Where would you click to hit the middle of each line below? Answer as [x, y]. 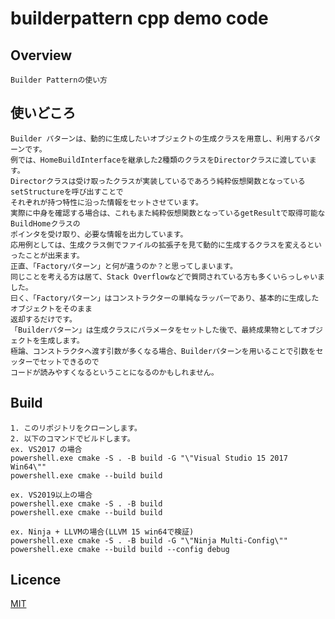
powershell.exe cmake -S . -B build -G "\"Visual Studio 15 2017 [149, 458]
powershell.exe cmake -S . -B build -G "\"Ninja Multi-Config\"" [149, 540]
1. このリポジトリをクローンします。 [76, 428]
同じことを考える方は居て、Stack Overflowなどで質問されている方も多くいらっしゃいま [167, 277]
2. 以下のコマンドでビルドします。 [72, 438]
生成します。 [62, 340]
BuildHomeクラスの [45, 223]
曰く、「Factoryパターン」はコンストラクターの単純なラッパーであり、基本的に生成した [165, 298]
